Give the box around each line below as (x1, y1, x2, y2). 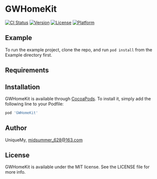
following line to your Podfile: (5, 101, 64, 107)
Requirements (5, 66, 49, 74)
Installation (5, 83, 40, 91)
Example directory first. (5, 52, 52, 58)
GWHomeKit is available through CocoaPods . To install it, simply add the (5, 95, 151, 101)
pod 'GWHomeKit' (5, 110, 38, 115)
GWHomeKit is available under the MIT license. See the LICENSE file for (5, 164, 150, 170)
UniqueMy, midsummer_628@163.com (5, 137, 83, 143)
